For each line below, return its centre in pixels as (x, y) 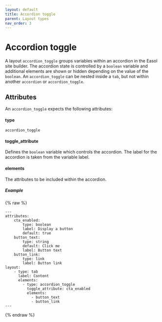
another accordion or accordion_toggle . (45, 82)
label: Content (33, 276)
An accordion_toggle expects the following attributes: (59, 109)
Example (14, 191)
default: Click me (41, 246)
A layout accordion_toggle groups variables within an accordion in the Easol (81, 61)
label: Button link (42, 263)
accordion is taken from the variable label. (47, 157)
